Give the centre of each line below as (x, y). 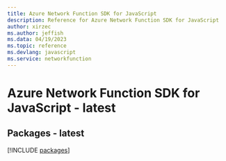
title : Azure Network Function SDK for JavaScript (82, 14)
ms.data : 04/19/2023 (37, 40)
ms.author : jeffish (35, 33)
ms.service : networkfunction (49, 59)
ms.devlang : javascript (42, 53)
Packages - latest (46, 134)
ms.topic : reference (37, 46)
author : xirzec (29, 26)
